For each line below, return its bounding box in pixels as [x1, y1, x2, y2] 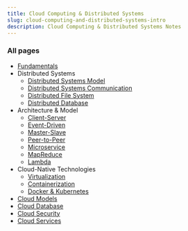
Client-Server [27, 113, 67, 121]
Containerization [27, 180, 75, 188]
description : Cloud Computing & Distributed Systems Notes [7, 23, 182, 30]
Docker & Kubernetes [27, 187, 89, 195]
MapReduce [27, 150, 62, 158]
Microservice [27, 143, 66, 151]
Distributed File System [27, 91, 95, 99]
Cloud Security [17, 209, 60, 217]
